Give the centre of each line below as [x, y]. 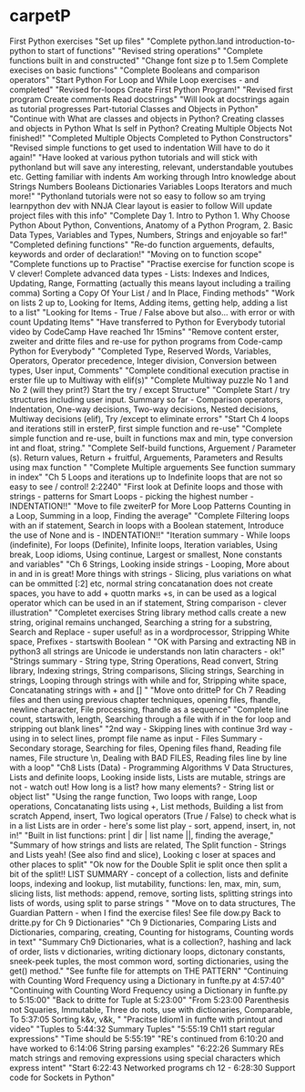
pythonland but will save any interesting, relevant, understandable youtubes [152, 167]
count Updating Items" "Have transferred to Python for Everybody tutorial [147, 322]
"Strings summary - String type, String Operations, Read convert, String [144, 661]
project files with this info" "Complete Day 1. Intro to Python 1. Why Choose [150, 215]
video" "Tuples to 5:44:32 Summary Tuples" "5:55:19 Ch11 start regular [142, 1029]
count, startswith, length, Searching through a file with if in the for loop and [150, 719]
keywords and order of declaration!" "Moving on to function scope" [136, 254]
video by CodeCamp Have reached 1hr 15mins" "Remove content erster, [144, 331]
